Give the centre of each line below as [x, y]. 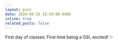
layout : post [18, 10]
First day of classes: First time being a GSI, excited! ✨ [59, 37]
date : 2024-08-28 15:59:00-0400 [38, 14]
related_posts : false [27, 23]
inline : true [18, 19]
